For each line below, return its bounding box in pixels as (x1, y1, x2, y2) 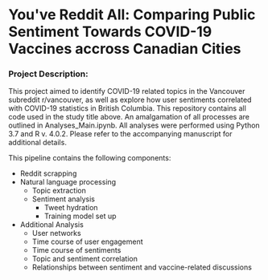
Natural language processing (19, 177, 117, 187)
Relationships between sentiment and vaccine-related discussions (31, 262, 252, 272)
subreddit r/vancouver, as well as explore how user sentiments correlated (8, 95, 252, 105)
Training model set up (43, 211, 117, 221)
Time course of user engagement (31, 237, 143, 246)
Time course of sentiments (31, 246, 122, 255)
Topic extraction (31, 186, 86, 196)
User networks (31, 229, 82, 238)
